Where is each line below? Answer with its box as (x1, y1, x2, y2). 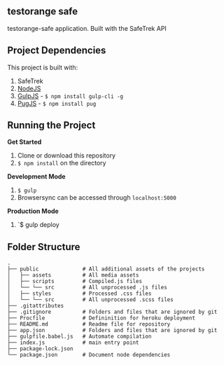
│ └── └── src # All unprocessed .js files (7, 284, 168, 291)
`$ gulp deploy (17, 221, 59, 229)
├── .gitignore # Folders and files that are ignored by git (7, 308, 218, 316)
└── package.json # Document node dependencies (7, 352, 171, 359)
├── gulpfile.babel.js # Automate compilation (7, 333, 152, 340)
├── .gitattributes (7, 303, 64, 310)
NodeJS (17, 84, 41, 92)
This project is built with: (7, 63, 78, 71)
